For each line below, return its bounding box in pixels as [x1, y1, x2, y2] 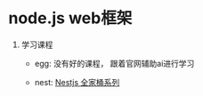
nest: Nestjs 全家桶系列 [34, 76, 120, 87]
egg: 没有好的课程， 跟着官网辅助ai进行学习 [34, 58, 195, 68]
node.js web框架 [8, 8, 133, 28]
